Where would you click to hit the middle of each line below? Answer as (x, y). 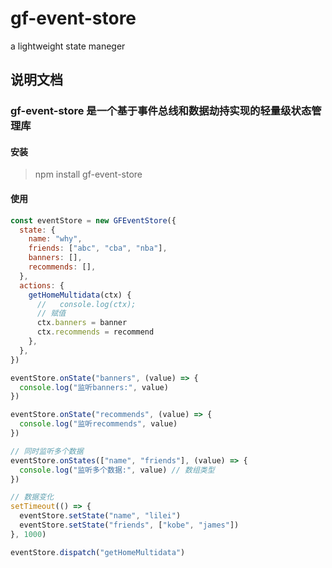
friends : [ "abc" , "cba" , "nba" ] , (98, 248)
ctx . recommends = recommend (95, 332)
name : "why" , (55, 239)
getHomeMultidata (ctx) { (80, 295)
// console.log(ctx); (86, 304)
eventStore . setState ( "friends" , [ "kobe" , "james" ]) (129, 525)
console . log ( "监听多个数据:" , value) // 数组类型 (117, 470)
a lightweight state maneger (68, 46)
